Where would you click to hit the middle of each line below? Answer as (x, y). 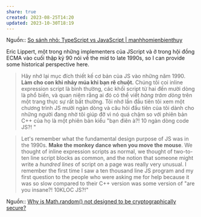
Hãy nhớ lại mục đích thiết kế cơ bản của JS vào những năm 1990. (103, 76)
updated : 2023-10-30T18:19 (40, 23)
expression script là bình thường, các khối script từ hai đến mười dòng (108, 89)
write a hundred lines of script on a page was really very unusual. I (104, 164)
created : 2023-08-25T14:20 (40, 17)
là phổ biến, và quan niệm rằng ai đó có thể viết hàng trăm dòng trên (107, 95)
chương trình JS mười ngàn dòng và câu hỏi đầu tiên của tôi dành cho (107, 108)
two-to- (183, 151)
